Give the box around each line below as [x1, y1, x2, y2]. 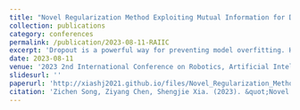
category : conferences [9, 29, 94, 38]
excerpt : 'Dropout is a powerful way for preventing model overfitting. [9, 46, 286, 55]
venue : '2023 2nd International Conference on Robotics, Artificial [9, 63, 270, 72]
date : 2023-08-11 [9, 54, 74, 63]
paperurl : [9, 79, 46, 88]
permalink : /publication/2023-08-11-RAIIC [9, 37, 170, 47]
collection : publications [9, 21, 105, 30]
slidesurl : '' [9, 71, 62, 80]
